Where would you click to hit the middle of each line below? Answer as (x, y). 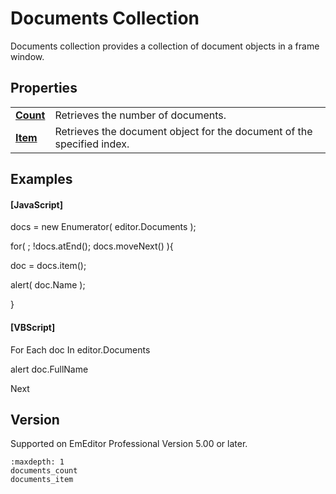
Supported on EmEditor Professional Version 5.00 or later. (129, 444)
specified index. (92, 144)
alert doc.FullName (49, 369)
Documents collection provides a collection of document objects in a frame (165, 46)
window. (27, 56)
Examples (41, 179)
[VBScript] (33, 327)
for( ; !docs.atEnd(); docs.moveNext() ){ (92, 246)
